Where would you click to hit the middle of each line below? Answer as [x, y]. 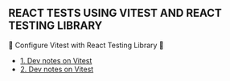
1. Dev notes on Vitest [56, 60]
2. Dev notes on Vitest [57, 69]
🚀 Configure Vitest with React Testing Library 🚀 [86, 45]
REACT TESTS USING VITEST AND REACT [115, 13]
